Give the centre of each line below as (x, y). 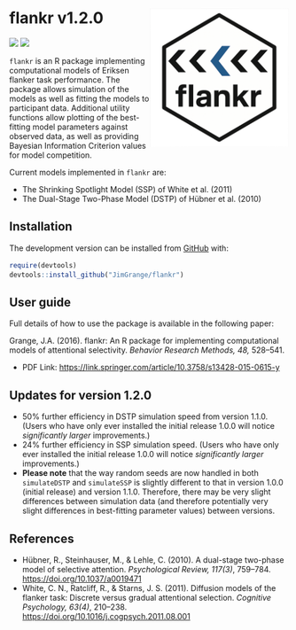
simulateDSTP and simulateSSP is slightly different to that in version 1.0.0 (152, 483)
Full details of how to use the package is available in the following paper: (142, 323)
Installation (41, 226)
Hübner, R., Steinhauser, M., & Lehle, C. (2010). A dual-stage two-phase (153, 560)
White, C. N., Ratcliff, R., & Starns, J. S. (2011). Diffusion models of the (149, 587)
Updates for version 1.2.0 (81, 395)
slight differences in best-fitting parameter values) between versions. (148, 511)
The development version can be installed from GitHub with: (119, 248)
